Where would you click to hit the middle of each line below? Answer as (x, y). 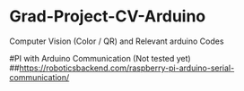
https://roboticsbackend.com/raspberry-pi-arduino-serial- (127, 68)
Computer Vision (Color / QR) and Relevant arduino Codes (117, 41)
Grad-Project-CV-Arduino (108, 17)
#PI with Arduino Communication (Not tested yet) (100, 58)
